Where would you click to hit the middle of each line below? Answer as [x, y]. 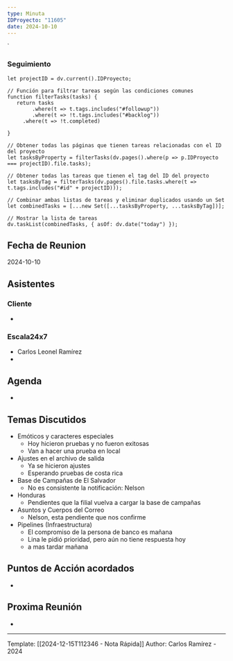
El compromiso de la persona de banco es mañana [100, 532]
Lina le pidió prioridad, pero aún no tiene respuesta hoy [106, 540]
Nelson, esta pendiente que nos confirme [87, 517]
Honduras [32, 495]
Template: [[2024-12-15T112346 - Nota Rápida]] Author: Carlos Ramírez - [112, 644]
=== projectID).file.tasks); [49, 164]
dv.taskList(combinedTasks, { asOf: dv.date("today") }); [93, 224]
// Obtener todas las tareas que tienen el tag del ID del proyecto [108, 175]
